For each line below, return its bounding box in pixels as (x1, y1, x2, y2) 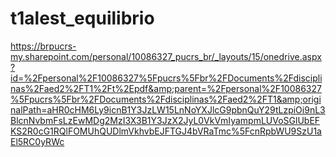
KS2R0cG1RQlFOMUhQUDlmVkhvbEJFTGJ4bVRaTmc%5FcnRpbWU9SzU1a (10, 125, 322, 137)
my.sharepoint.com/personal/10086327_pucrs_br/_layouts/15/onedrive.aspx (10, 50, 322, 62)
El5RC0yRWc (10, 135, 65, 147)
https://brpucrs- (10, 40, 77, 52)
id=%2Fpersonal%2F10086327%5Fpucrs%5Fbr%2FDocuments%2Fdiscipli (10, 72, 323, 84)
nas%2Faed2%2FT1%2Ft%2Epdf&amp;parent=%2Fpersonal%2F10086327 (10, 82, 322, 94)
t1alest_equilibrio (10, 7, 155, 30)
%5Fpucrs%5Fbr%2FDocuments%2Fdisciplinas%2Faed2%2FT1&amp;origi (10, 93, 322, 105)
